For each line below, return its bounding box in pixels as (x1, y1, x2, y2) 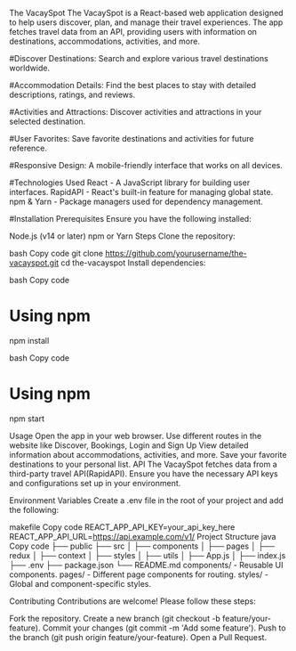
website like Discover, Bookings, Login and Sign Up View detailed (9, 440, 249, 451)
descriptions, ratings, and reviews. (9, 89, 136, 100)
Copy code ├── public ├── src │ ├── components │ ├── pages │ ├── (9, 541, 276, 551)
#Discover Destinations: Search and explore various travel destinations (9, 53, 268, 63)
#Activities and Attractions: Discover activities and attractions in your (9, 107, 262, 117)
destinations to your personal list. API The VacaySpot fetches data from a (9, 459, 277, 469)
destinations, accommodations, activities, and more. (9, 36, 200, 46)
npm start (9, 413, 45, 424)
